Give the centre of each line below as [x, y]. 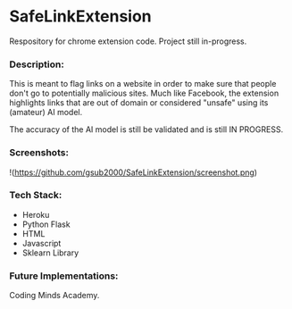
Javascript [42, 243]
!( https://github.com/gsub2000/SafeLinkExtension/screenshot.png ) [133, 172]
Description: [37, 64]
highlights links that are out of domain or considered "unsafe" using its [139, 103]
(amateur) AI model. [46, 113]
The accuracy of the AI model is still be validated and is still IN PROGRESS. [146, 129]
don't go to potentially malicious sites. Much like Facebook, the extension [144, 93]
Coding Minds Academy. [54, 296]
